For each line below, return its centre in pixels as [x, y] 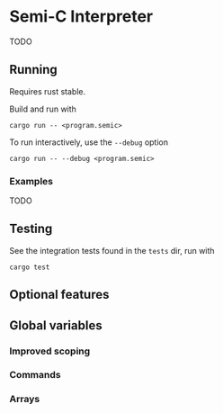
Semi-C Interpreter [81, 17]
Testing [31, 229]
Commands [35, 375]
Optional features [59, 295]
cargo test [30, 267]
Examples [31, 181]
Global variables [56, 325]
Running [34, 70]
